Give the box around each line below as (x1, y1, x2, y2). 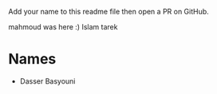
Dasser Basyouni (19, 76, 76, 86)
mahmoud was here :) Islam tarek (8, 22, 118, 31)
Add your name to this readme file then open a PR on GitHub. (8, 7, 209, 16)
